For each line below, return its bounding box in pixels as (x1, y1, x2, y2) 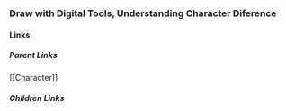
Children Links (9, 93, 65, 104)
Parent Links (9, 50, 58, 61)
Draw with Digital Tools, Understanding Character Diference (9, 7, 277, 20)
